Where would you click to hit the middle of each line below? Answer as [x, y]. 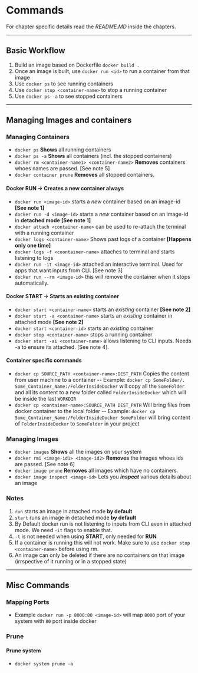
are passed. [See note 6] [45, 464]
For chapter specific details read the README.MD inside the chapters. [91, 27]
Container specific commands [44, 361]
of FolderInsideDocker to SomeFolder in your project [77, 424]
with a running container [44, 233]
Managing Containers [38, 137]
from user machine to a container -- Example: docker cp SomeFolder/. [100, 380]
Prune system [24, 650]
